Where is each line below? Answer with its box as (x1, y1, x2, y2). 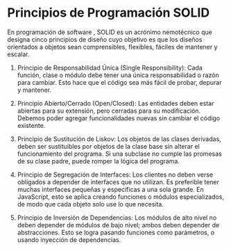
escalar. (7, 50, 30, 58)
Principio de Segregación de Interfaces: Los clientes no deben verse (17, 170, 214, 179)
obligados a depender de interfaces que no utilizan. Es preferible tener (17, 177, 220, 186)
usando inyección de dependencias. (17, 235, 121, 244)
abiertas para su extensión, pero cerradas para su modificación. (17, 106, 201, 115)
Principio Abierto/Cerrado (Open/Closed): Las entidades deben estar (17, 99, 214, 107)
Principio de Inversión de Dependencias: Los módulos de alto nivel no (17, 213, 217, 222)
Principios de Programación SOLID (7, 5, 210, 21)
